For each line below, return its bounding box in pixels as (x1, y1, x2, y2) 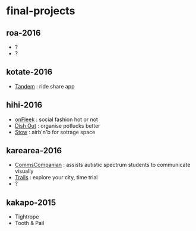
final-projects (6, 4, 75, 18)
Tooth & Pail (14, 220, 45, 227)
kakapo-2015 (6, 197, 56, 207)
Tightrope (14, 213, 39, 220)
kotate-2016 (6, 67, 53, 77)
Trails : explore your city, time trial (14, 174, 98, 181)
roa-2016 (6, 28, 41, 38)
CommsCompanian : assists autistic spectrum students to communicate (14, 162, 191, 169)
